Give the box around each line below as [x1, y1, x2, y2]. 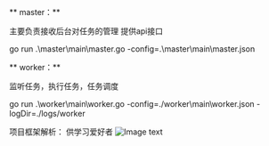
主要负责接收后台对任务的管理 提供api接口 [9, 26, 163, 36]
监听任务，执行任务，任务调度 [9, 81, 118, 91]
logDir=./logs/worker [9, 109, 86, 118]
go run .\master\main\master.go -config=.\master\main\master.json [9, 44, 256, 54]
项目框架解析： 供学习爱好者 [9, 126, 113, 137]
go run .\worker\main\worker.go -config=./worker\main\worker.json [9, 99, 256, 109]
